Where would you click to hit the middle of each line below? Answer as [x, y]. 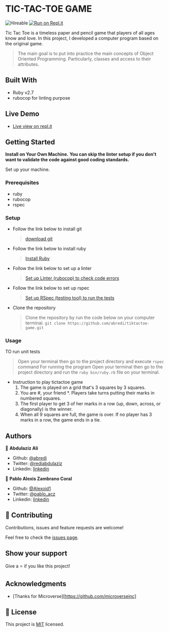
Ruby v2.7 [23, 93]
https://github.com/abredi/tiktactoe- [109, 323]
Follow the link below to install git [47, 229]
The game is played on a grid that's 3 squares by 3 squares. [83, 387]
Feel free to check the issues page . [42, 537]
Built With [21, 80]
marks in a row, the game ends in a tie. [60, 420]
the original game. [24, 43]
